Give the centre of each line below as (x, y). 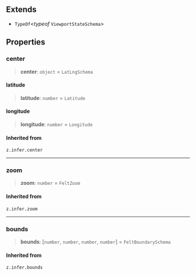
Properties (26, 42)
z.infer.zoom (22, 209)
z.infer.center (24, 150)
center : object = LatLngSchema (57, 71)
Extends (21, 10)
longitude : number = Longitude (57, 124)
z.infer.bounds (24, 268)
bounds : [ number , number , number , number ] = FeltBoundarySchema (95, 242)
